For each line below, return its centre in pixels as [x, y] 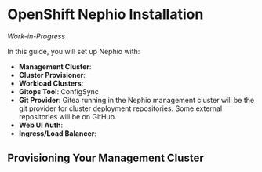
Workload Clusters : [51, 83]
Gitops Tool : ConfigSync [59, 91]
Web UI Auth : [41, 125]
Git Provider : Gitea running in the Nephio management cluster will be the [136, 100]
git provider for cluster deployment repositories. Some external [120, 108]
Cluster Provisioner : [52, 75]
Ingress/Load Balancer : [58, 133]
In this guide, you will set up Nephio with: [74, 51]
